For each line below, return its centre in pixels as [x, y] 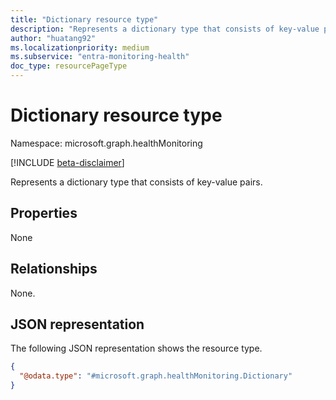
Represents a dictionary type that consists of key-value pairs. [136, 182]
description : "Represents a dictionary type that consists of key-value [165, 29]
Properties [44, 213]
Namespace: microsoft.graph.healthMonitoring [106, 143]
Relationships [54, 269]
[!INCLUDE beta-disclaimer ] [67, 162]
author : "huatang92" [53, 38]
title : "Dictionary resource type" [84, 19]
